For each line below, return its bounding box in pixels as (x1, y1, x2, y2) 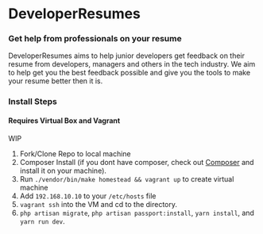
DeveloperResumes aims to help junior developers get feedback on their (8, 51, 245, 60)
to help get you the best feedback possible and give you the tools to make (8, 68, 251, 78)
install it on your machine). (19, 166, 107, 175)
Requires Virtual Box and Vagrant (8, 116, 121, 125)
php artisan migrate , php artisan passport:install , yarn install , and (19, 208, 254, 217)
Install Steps (8, 96, 58, 107)
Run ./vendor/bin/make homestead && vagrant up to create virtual (19, 174, 234, 183)
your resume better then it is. (8, 76, 103, 86)
